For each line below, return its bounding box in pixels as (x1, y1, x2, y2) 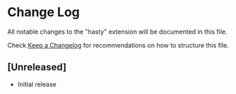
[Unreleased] (7, 61, 67, 74)
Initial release (17, 80, 57, 88)
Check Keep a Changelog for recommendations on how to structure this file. (7, 41, 230, 49)
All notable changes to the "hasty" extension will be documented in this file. (7, 27, 228, 36)
